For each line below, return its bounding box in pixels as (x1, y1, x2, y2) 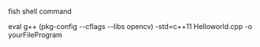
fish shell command (8, 7, 72, 16)
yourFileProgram (8, 31, 63, 39)
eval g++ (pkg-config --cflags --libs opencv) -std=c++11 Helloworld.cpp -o (8, 22, 253, 31)
